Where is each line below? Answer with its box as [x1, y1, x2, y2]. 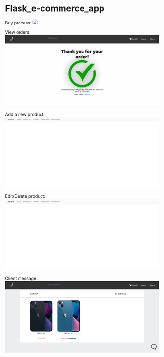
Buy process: [5, 20, 32, 25]
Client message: [5, 275, 38, 281]
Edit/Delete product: [5, 193, 45, 199]
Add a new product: [5, 111, 45, 118]
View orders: [5, 29, 31, 35]
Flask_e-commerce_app [5, 3, 105, 14]
